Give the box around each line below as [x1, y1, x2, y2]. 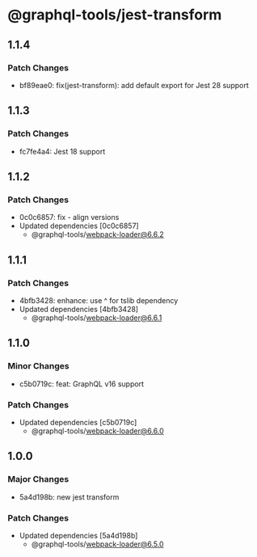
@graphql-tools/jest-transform [7, 6, 222, 24]
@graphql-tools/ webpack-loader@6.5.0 [31, 539, 164, 549]
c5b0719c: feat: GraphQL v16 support [19, 378, 145, 389]
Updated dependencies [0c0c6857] [19, 221, 139, 231]
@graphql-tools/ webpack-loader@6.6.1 [31, 313, 162, 323]
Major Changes [7, 474, 70, 485]
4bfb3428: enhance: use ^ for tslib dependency [19, 295, 179, 305]
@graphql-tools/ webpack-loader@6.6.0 [31, 426, 165, 436]
